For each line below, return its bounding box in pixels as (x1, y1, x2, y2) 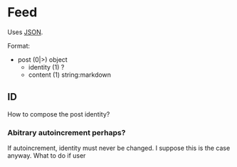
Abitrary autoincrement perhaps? (7, 127, 126, 137)
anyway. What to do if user (7, 151, 86, 160)
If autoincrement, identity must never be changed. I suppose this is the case (7, 144, 231, 153)
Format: (7, 41, 31, 50)
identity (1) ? (28, 63, 65, 71)
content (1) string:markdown (28, 70, 112, 79)
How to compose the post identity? (7, 109, 110, 118)
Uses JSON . (7, 28, 43, 36)
